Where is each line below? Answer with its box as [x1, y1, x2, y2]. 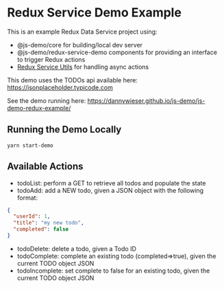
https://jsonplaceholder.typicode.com [7, 83, 113, 91]
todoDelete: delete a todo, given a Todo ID [16, 244, 137, 253]
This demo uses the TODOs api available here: [7, 76, 138, 84]
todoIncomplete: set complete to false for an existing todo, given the [16, 266, 210, 275]
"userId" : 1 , [13, 213, 51, 220]
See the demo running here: [7, 96, 86, 104]
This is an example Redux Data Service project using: [7, 27, 158, 36]
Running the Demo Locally [7, 124, 122, 135]
